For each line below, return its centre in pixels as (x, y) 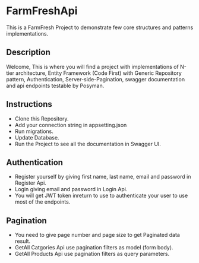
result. (23, 241)
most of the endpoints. (42, 202)
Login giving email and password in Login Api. (71, 189)
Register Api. (30, 183)
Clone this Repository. (42, 118)
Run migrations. (34, 131)
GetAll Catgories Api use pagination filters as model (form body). (94, 248)
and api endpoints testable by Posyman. (55, 85)
